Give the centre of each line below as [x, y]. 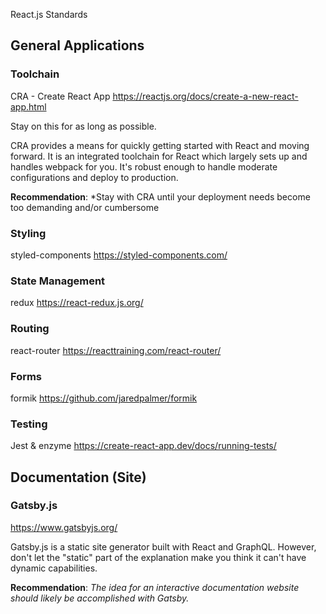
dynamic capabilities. [54, 568]
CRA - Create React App [60, 96]
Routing [30, 329]
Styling [28, 233]
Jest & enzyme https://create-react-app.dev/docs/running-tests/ [143, 446]
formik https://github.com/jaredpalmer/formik [104, 398]
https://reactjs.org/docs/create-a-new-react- [205, 96]
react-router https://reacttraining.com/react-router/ [116, 350]
